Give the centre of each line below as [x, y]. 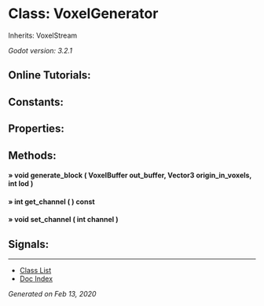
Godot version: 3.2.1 [40, 50]
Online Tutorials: [50, 75]
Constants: [36, 102]
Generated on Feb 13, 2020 [52, 294]
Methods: [32, 155]
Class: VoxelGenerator [83, 14]
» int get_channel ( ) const [52, 202]
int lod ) [21, 184]
